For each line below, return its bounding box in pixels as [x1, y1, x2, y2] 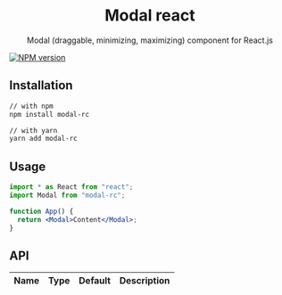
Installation [9, 78, 73, 94]
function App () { [9, 207, 74, 216]
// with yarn [9, 126, 58, 135]
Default [79, 275, 112, 287]
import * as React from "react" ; [9, 183, 134, 192]
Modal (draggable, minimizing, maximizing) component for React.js [26, 35, 274, 45]
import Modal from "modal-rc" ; [9, 191, 126, 200]
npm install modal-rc [9, 110, 90, 119]
